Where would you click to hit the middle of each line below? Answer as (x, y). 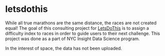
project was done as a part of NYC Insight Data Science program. (72, 39)
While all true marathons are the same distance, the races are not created (81, 23)
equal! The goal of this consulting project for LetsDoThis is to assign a (77, 28)
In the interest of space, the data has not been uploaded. (64, 48)
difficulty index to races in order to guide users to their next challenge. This (82, 33)
